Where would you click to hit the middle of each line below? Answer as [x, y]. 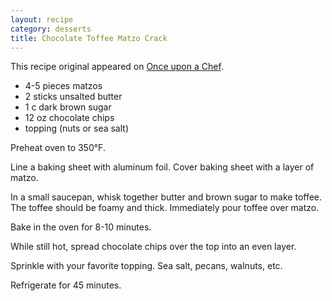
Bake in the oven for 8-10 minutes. [81, 227]
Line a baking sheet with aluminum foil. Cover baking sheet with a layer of [162, 167]
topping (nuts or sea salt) [77, 128]
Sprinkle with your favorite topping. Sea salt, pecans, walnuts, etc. [146, 266]
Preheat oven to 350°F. [58, 148]
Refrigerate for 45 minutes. [66, 285]
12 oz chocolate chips [69, 118]
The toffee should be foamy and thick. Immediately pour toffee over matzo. [165, 208]
